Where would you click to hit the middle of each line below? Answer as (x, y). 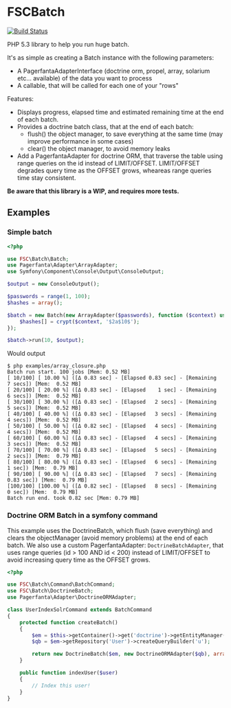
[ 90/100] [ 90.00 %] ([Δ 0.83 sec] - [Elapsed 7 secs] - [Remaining (112, 475)
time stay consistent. (46, 178)
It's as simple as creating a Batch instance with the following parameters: (111, 57)
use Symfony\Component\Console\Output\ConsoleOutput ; (86, 272)
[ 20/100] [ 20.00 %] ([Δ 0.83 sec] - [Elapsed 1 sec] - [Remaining (112, 390)
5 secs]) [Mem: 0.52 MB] (44, 408)
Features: (21, 99)
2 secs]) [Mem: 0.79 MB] (44, 456)
